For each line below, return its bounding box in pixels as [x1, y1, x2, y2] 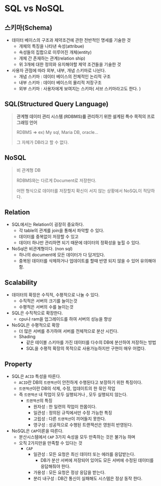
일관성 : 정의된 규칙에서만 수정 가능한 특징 [33, 410, 113, 416]
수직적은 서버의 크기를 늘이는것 [18, 298, 78, 304]
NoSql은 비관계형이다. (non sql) [11, 246, 73, 252]
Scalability [4, 278, 37, 287]
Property [4, 360, 32, 368]
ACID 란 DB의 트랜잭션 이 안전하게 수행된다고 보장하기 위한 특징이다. [18, 379, 143, 386]
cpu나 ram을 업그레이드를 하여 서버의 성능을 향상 [18, 316, 112, 322]
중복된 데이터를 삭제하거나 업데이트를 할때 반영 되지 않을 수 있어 [18, 258, 139, 264]
